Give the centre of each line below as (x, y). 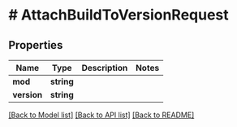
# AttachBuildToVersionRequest (118, 15)
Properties (36, 45)
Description (105, 68)
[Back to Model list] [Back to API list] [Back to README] (101, 115)
